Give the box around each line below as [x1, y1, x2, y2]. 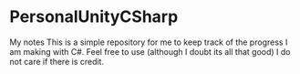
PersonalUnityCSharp [9, 6, 179, 27]
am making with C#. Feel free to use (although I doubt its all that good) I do [9, 46, 291, 57]
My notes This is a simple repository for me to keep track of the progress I [9, 37, 288, 48]
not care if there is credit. [9, 56, 105, 67]
